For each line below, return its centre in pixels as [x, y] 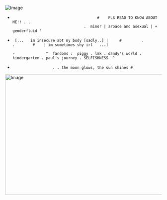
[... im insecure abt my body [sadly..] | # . [79, 40]
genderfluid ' [27, 31]
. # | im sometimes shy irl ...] [60, 45]
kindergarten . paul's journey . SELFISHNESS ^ [64, 58]
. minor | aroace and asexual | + [121, 26]
